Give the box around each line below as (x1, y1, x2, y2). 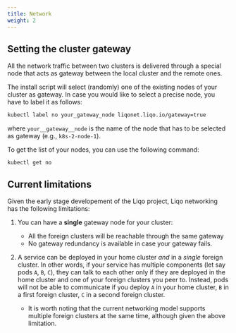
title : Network (7, 10, 52, 18)
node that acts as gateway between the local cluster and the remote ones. (7, 69, 223, 78)
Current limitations (7, 178, 92, 190)
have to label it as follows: (7, 98, 82, 107)
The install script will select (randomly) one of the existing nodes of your (7, 83, 218, 92)
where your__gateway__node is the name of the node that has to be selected (7, 124, 226, 133)
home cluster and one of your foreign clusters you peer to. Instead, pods (17, 276, 229, 284)
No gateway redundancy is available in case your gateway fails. (27, 239, 213, 248)
